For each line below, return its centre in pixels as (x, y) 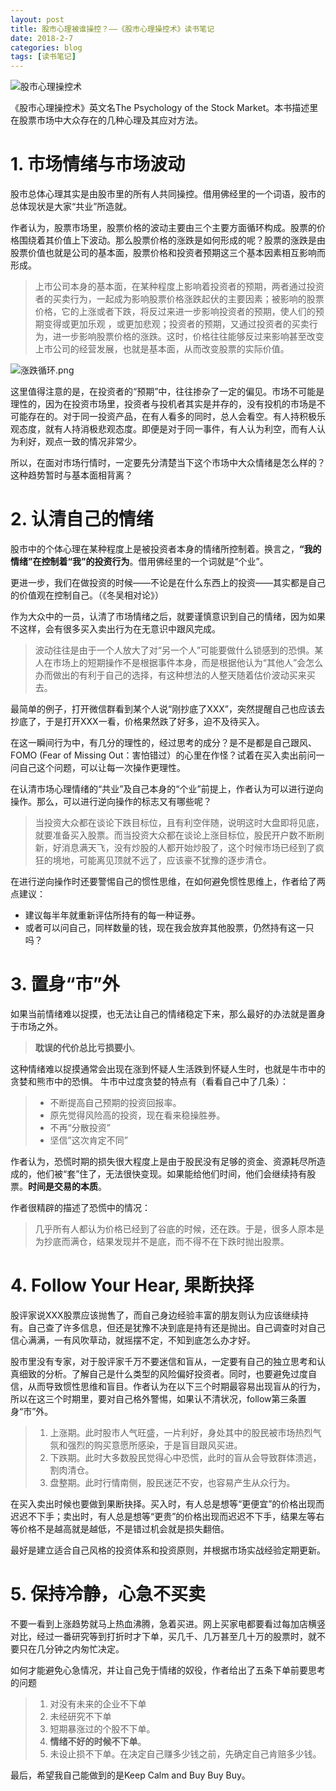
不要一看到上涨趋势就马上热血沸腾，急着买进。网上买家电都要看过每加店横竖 (168, 1623)
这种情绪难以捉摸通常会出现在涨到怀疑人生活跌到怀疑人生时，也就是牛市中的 (168, 1068)
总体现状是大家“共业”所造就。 (71, 207)
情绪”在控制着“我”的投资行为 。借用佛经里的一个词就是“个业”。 (139, 561)
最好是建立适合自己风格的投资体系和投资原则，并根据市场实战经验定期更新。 (168, 1550)
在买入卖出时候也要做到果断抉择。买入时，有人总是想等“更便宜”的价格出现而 (167, 1503)
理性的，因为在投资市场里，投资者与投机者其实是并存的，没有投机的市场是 (163, 404)
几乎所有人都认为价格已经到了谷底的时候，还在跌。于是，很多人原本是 (179, 1228)
